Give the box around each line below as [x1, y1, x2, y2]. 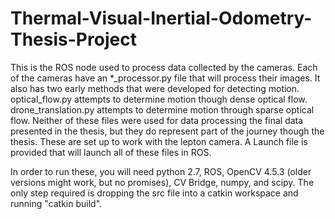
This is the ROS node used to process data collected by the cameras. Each [10, 61, 318, 73]
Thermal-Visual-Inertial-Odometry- [10, 7, 313, 30]
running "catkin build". [10, 197, 103, 209]
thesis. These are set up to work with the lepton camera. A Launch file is [10, 135, 308, 147]
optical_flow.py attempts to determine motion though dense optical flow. [10, 93, 308, 105]
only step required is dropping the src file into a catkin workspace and [10, 187, 299, 199]
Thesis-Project [10, 28, 137, 51]
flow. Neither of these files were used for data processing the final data [10, 114, 304, 126]
